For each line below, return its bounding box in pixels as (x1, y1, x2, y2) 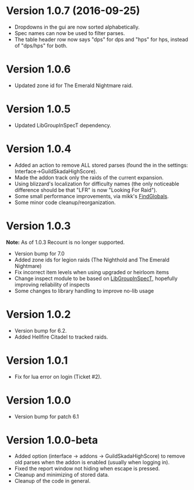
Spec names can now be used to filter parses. (14, 29, 125, 36)
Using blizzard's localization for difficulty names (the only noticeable (14, 180, 179, 187)
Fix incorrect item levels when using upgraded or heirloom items (14, 268, 169, 275)
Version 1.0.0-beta (6, 433, 98, 447)
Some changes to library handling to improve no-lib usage (14, 287, 154, 294)
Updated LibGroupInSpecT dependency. (14, 122, 112, 129)
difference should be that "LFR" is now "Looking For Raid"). (14, 186, 157, 194)
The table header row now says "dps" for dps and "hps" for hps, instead (14, 36, 188, 43)
